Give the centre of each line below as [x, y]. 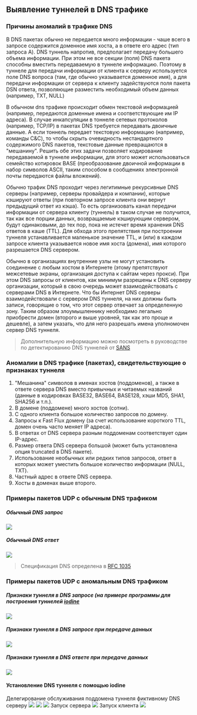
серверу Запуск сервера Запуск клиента [72, 705]
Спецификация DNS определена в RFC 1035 [76, 566]
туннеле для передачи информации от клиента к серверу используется [96, 71]
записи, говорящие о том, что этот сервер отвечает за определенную [94, 305]
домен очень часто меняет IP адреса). [63, 427]
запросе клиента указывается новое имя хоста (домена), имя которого [96, 243]
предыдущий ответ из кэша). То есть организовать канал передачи [91, 206]
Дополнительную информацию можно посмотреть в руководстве [104, 341]
